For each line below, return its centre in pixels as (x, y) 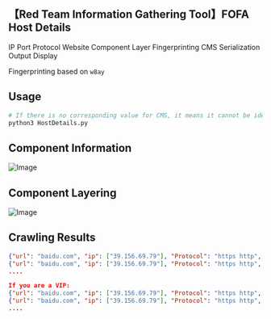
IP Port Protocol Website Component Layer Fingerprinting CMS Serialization (134, 47)
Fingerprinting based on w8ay (56, 71)
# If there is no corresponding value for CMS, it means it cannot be (129, 115)
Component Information (70, 148)
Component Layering (63, 193)
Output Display (33, 56)
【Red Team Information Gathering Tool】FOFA (129, 15)
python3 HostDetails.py (48, 123)
